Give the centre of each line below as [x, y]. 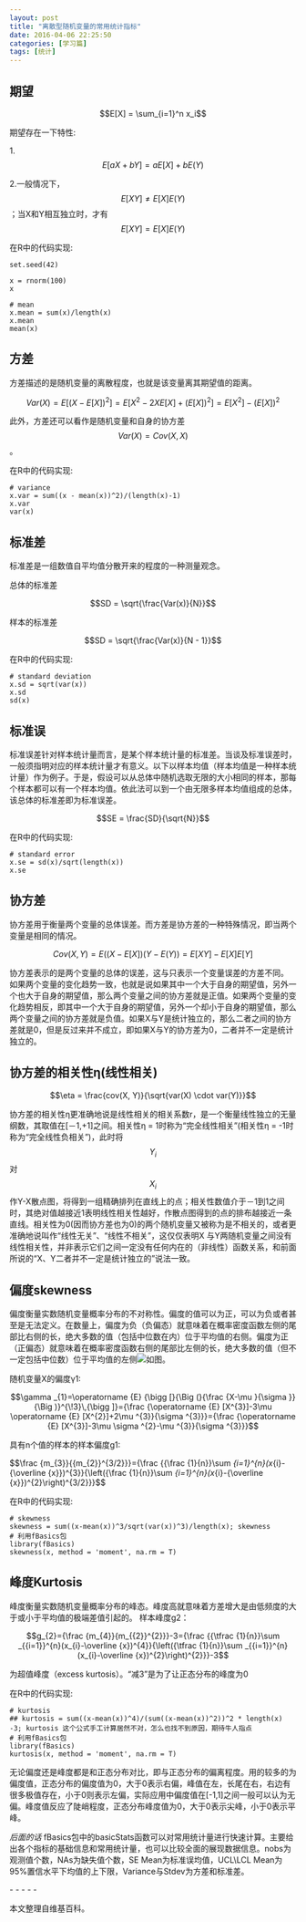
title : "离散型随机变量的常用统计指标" [75, 26]
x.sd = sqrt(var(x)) [49, 685]
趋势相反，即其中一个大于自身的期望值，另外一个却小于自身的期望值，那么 [157, 1007]
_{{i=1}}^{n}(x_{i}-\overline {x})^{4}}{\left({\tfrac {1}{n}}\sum [130, 1645]
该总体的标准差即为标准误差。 [65, 800]
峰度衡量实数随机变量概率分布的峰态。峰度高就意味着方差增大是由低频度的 [149, 1605]
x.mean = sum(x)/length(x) [61, 312]
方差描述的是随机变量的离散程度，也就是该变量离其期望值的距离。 [133, 382]
